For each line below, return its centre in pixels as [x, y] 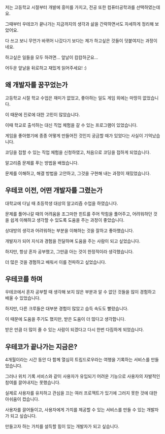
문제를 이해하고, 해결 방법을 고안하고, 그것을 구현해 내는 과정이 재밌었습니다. [78, 173]
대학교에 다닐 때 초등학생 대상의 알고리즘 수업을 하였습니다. [62, 203]
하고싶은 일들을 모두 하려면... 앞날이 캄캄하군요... [52, 57]
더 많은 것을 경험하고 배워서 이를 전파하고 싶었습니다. [56, 262]
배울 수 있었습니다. [23, 298]
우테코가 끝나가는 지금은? [41, 347]
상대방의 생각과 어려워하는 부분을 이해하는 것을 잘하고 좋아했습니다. [69, 230]
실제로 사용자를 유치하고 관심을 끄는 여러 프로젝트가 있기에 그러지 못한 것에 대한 [81, 393]
